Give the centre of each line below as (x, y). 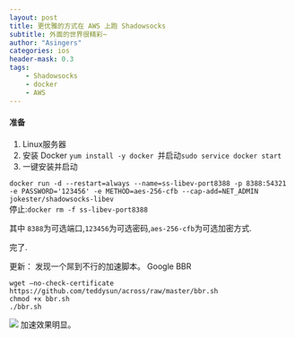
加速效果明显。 (48, 325)
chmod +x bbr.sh (39, 299)
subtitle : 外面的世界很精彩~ (58, 34)
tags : (19, 68)
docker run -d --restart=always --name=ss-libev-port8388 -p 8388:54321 (148, 183)
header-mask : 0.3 (42, 59)
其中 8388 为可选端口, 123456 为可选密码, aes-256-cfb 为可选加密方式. (131, 228)
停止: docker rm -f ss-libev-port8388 (78, 209)
